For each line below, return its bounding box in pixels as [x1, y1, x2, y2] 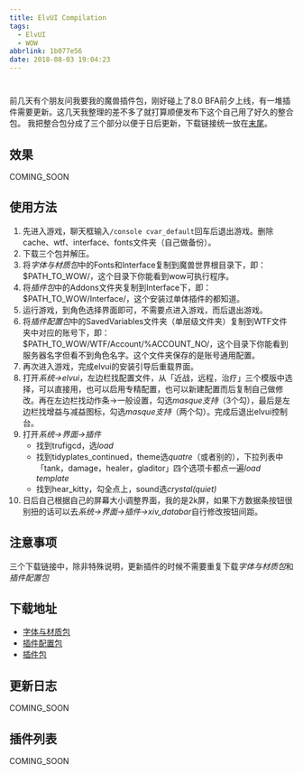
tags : [9, 22, 30, 31]
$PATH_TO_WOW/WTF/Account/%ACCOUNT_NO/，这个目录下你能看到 [22, 338, 289, 349]
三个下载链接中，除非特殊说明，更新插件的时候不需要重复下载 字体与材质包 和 [9, 561, 294, 572]
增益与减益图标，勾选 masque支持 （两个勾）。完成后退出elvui [46, 406, 272, 416]
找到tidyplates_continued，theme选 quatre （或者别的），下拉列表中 [35, 451, 284, 462]
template [35, 472, 69, 483]
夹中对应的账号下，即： [22, 327, 110, 338]
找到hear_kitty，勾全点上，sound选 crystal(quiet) [35, 483, 217, 494]
